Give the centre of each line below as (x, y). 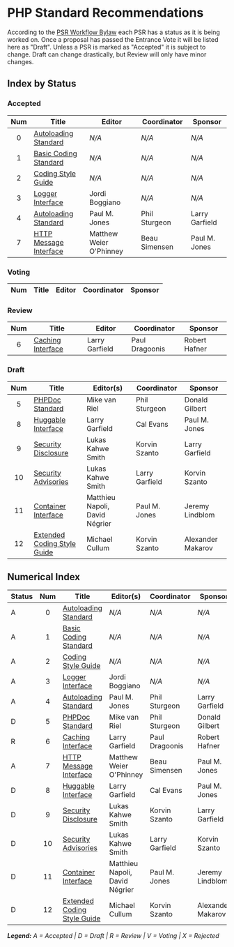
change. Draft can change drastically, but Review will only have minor (107, 54)
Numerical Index (44, 577)
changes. (21, 61)
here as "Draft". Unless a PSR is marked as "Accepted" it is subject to (107, 47)
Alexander (201, 539)
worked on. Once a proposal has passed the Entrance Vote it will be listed (113, 39)
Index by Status (42, 84)
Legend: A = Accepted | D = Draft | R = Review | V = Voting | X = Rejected (113, 936)
